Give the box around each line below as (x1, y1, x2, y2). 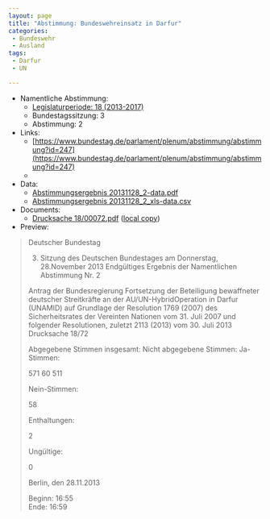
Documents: (19, 205, 61, 214)
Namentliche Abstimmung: (19, 93, 109, 103)
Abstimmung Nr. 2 (39, 270, 101, 280)
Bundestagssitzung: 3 (31, 110, 105, 120)
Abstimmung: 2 (31, 118, 83, 129)
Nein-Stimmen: (27, 384, 79, 393)
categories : (8, 27, 48, 35)
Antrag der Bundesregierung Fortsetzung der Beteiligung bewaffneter (27, 285, 260, 295)
